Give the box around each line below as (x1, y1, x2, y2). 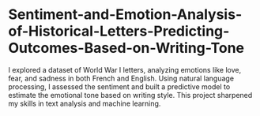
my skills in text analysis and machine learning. (8, 99, 161, 108)
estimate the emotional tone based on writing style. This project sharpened (8, 90, 253, 99)
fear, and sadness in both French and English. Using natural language (8, 73, 235, 83)
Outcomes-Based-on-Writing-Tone (8, 39, 245, 57)
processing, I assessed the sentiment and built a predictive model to (8, 81, 231, 92)
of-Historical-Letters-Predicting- (8, 22, 230, 40)
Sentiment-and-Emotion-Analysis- (8, 6, 243, 24)
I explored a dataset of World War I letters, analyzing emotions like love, (8, 65, 242, 74)
